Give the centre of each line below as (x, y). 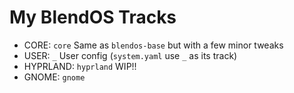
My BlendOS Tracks (93, 17)
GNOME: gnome (54, 77)
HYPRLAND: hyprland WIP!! (80, 66)
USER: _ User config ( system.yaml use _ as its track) (130, 55)
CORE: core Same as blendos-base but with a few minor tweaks (153, 45)
